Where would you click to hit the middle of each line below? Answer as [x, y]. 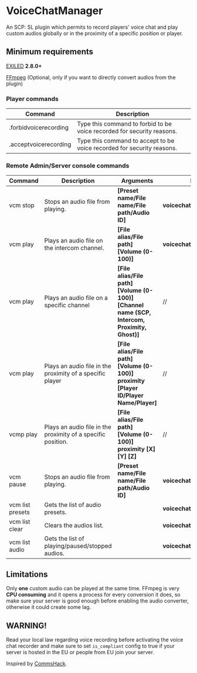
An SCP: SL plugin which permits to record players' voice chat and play [92, 27]
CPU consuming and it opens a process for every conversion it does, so [93, 595]
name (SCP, [134, 312]
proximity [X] [136, 449]
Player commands [32, 99]
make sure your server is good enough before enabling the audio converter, [98, 601]
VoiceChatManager [55, 11]
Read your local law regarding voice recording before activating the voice [95, 640]
